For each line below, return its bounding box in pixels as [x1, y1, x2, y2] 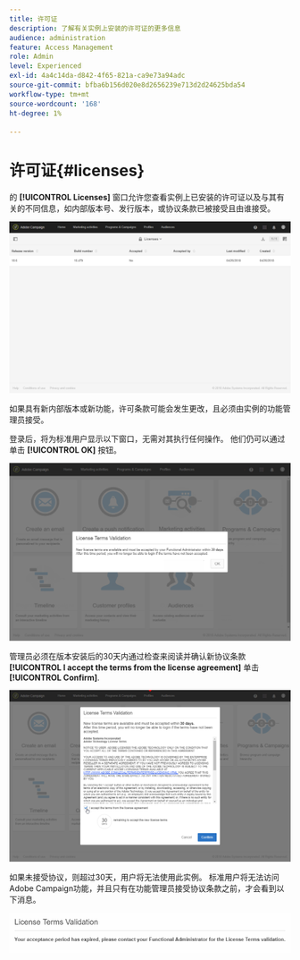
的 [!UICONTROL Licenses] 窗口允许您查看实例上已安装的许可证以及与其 [9, 192, 277, 203]
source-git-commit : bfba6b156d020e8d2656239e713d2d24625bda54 [9, 81, 246, 89]
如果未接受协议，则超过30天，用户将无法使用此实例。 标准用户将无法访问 [9, 871, 279, 882]
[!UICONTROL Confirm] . [9, 672, 100, 684]
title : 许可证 [9, 14, 58, 23]
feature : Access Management [9, 43, 114, 52]
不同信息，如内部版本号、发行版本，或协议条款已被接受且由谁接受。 [24, 203, 275, 214]
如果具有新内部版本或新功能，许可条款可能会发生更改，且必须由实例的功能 [9, 403, 283, 413]
